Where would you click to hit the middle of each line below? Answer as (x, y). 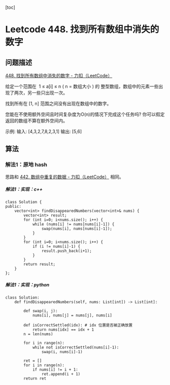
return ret (35, 378)
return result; (40, 264)
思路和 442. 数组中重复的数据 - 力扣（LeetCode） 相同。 (64, 177)
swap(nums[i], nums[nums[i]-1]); (77, 229)
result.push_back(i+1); (67, 251)
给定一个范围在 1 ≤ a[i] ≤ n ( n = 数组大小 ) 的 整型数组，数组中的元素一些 (82, 86)
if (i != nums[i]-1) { (56, 246)
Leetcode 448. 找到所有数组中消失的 (82, 29)
